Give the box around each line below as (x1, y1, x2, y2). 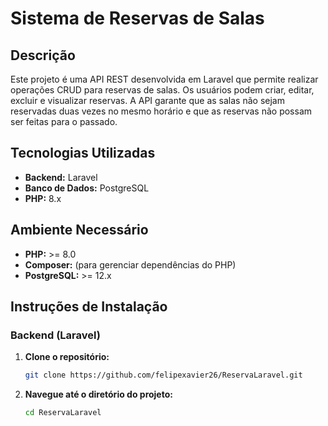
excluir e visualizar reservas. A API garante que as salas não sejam (10, 95, 285, 106)
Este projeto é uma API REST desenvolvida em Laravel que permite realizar (10, 73, 319, 85)
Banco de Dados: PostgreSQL (24, 182, 150, 194)
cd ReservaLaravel (24, 408, 102, 418)
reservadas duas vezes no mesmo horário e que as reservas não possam (10, 105, 313, 117)
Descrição (10, 47, 76, 64)
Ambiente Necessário (10, 222, 149, 239)
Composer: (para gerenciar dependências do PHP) (24, 258, 237, 271)
